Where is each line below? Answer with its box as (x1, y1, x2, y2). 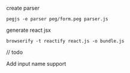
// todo (6, 48, 23, 56)
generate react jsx (6, 26, 51, 34)
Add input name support (6, 60, 66, 67)
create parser (6, 5, 40, 11)
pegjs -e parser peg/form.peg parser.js (6, 16, 109, 22)
